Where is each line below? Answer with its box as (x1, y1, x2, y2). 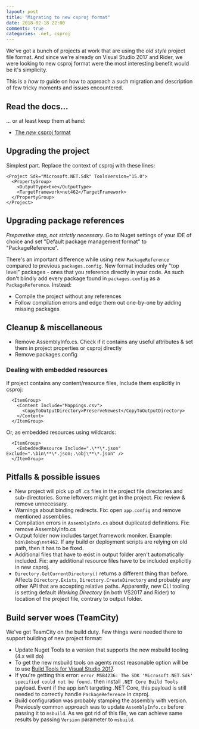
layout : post (6, 8, 39, 15)
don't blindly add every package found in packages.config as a (6, 275, 160, 282)
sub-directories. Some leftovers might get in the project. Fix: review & (14, 494, 186, 501)
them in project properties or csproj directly (14, 345, 122, 352)
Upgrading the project (6, 146, 90, 156)
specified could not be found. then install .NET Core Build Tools (14, 678, 179, 685)
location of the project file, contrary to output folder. (14, 595, 143, 603)
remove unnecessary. (14, 500, 69, 507)
